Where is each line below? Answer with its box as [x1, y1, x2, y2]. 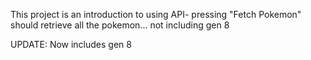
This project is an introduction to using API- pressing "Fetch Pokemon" [10, 9, 302, 20]
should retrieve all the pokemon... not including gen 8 [10, 19, 230, 31]
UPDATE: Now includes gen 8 [10, 39, 132, 50]
